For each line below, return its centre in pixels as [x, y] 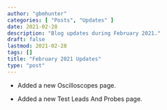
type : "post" [26, 65]
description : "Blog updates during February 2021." [84, 33]
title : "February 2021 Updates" [54, 59]
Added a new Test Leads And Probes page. [80, 99]
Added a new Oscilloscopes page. [67, 85]
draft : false [26, 40]
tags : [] [20, 53]
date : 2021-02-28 [32, 26]
